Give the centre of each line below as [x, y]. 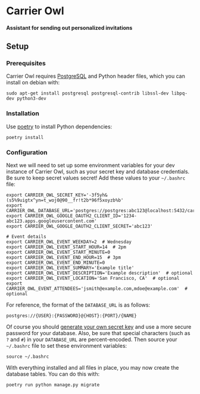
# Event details [26, 237]
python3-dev [32, 99]
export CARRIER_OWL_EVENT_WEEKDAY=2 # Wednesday [69, 242]
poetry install [25, 137]
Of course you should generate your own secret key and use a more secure [99, 327]
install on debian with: [33, 83]
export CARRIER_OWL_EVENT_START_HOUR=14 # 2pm [66, 247]
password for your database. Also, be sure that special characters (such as [98, 333]
